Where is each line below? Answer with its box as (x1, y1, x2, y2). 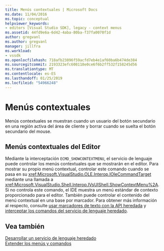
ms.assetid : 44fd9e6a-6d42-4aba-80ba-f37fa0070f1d (5, 30, 111, 35)
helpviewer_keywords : (5, 21, 50, 26)
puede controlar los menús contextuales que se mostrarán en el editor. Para (5, 161, 159, 167)
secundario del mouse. (5, 128, 52, 134)
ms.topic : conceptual (5, 16, 50, 21)
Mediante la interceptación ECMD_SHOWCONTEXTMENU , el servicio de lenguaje (5, 156, 152, 161)
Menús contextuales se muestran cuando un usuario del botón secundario (5, 118, 156, 124)
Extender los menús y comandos (5, 241, 72, 247)
